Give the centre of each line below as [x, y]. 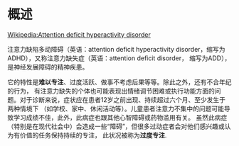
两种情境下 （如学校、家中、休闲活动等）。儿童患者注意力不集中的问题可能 [116, 108]
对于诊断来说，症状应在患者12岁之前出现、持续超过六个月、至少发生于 [123, 99]
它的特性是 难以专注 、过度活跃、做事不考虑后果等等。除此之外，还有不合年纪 [119, 82]
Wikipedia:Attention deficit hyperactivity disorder [79, 34]
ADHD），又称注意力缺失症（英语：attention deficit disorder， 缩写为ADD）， [119, 58]
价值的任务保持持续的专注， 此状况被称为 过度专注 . [93, 135]
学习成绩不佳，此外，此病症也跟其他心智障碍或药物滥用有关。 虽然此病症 [120, 117]
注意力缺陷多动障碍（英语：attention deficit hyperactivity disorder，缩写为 [116, 49]
